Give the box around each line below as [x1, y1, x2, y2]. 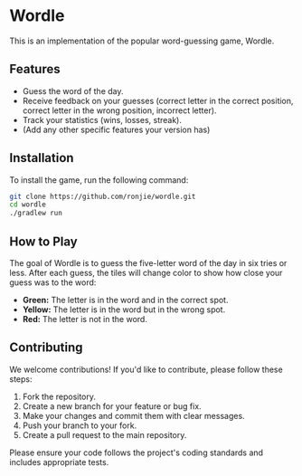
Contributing [9, 340, 83, 356]
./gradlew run [9, 209, 63, 218]
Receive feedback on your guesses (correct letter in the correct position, [22, 95, 294, 106]
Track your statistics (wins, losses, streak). [22, 114, 183, 125]
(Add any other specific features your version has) [22, 124, 211, 135]
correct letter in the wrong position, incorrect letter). [22, 105, 217, 116]
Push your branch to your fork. [22, 420, 137, 431]
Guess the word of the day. [22, 85, 124, 96]
